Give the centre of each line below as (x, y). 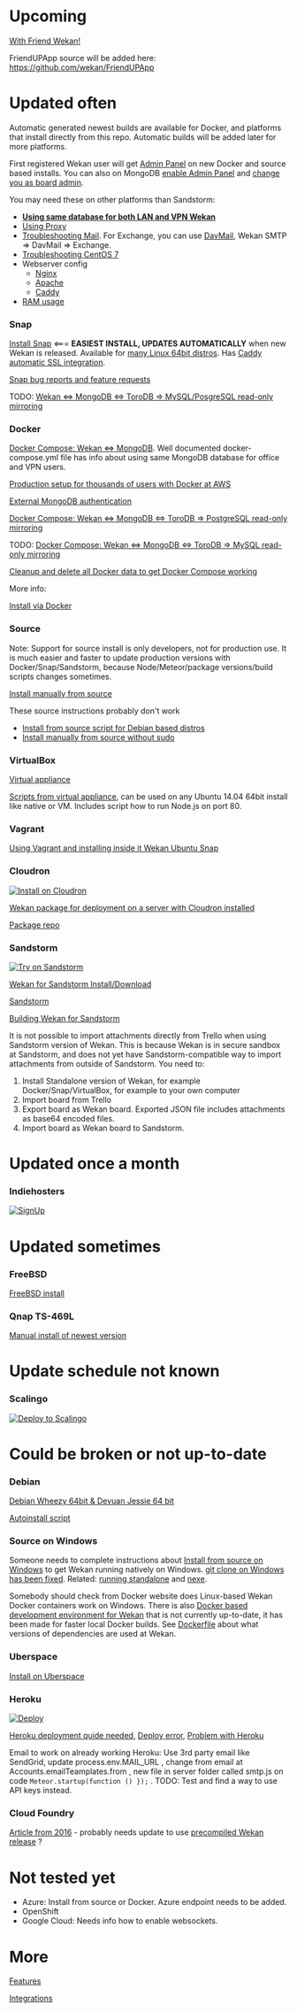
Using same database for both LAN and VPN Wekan (119, 216)
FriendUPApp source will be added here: (83, 58)
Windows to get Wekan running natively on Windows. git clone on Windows (147, 1569)
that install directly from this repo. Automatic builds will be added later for (143, 137)
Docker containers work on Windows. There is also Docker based (129, 1606)
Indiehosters (37, 1191)
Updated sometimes (85, 1246)
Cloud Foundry (42, 1813)
